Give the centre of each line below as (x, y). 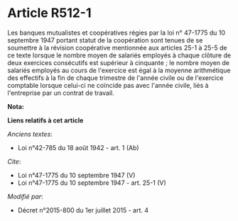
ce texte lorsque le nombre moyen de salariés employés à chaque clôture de (119, 55)
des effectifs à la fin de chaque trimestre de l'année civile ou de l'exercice (115, 78)
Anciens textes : (30, 134)
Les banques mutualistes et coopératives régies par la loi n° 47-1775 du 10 (117, 33)
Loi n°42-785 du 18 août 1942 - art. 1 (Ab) (79, 147)
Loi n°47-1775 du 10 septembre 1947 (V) (76, 175)
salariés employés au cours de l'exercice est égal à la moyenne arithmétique (119, 70)
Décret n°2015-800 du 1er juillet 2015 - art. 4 (83, 210)
